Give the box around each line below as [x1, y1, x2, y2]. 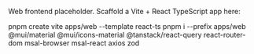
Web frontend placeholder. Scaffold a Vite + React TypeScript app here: [8, 7, 241, 16]
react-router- [203, 31, 246, 39]
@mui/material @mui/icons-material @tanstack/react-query [8, 31, 202, 39]
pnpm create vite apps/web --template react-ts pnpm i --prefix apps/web [8, 22, 246, 31]
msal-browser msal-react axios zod [24, 38, 140, 48]
